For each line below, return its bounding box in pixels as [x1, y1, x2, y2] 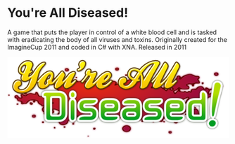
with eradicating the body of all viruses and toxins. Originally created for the [7, 35, 227, 43]
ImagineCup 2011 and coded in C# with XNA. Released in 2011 [7, 43, 187, 51]
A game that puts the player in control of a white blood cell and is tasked [7, 28, 217, 36]
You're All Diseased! [7, 5, 129, 21]
